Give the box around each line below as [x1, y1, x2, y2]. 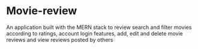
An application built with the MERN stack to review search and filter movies [6, 24, 192, 31]
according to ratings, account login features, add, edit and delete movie [6, 30, 183, 37]
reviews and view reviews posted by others [6, 36, 113, 43]
